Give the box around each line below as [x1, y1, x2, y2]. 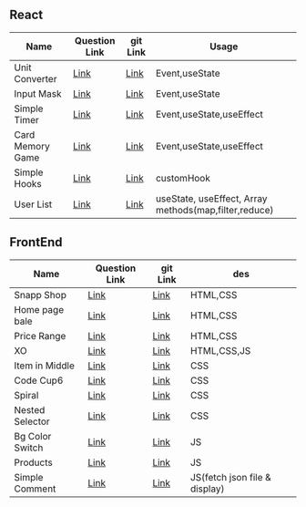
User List [14, 198, 53, 211]
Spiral [14, 388, 39, 401]
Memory [14, 140, 50, 152]
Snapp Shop [14, 288, 66, 301]
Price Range [14, 329, 66, 342]
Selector [14, 415, 50, 428]
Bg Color [14, 429, 52, 442]
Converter [14, 72, 57, 85]
